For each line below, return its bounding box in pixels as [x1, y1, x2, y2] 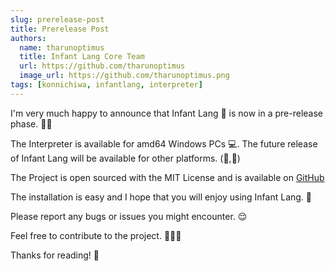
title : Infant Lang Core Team [19, 52, 145, 62]
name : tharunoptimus [19, 42, 105, 53]
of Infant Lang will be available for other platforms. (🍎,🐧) [10, 152, 241, 164]
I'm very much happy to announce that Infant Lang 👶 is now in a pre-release [10, 107, 324, 119]
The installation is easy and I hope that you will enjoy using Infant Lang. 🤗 [10, 191, 313, 203]
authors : [10, 33, 47, 43]
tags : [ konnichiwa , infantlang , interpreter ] [10, 80, 203, 90]
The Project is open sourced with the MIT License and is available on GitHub [10, 171, 325, 183]
